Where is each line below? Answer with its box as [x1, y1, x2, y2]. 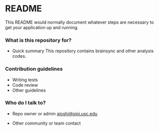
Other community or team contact [12, 120, 81, 126]
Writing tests [12, 77, 38, 83]
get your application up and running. [5, 24, 79, 30]
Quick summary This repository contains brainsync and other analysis [12, 48, 154, 54]
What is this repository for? [5, 36, 72, 43]
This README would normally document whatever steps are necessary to [5, 19, 154, 25]
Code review [12, 82, 38, 88]
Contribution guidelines [5, 65, 63, 72]
